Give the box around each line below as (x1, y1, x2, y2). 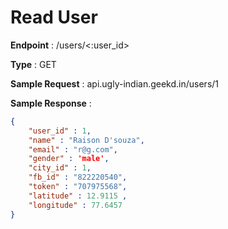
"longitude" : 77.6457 (28, 200, 123, 210)
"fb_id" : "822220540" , (28, 172, 128, 183)
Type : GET (10, 58, 57, 70)
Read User (10, 6, 98, 29)
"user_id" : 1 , (28, 126, 92, 136)
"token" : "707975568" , (28, 182, 128, 192)
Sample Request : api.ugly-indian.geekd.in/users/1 (10, 77, 220, 90)
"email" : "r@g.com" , (28, 144, 118, 155)
